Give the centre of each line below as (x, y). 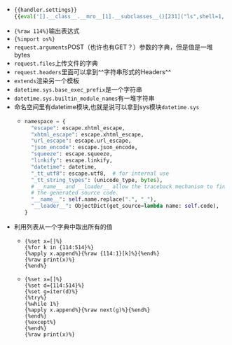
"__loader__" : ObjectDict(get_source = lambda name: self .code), (125, 206)
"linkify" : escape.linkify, (72, 160)
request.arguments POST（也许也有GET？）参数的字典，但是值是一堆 (113, 47)
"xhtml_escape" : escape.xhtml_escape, (87, 134)
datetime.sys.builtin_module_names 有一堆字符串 (84, 98)
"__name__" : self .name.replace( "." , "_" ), (94, 199)
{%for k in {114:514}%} (59, 247)
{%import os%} (34, 39)
